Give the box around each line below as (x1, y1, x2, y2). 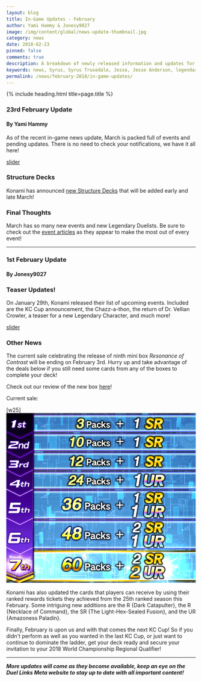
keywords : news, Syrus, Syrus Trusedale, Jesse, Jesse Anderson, (6, 67, 173, 73)
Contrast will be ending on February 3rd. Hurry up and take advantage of (6, 359, 188, 366)
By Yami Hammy (6, 120, 48, 128)
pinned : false (6, 48, 42, 54)
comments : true (6, 54, 44, 60)
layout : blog (6, 10, 39, 16)
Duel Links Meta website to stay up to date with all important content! (6, 669, 185, 677)
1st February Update (6, 256, 67, 264)
